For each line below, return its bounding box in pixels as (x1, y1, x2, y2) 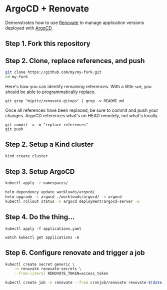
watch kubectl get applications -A (5, 235, 79, 240)
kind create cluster (5, 153, 48, 158)
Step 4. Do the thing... (5, 213, 75, 221)
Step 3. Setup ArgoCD (5, 167, 75, 176)
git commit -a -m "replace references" (5, 122, 88, 127)
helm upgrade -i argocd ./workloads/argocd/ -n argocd (5, 194, 122, 199)
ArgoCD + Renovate (5, 3, 89, 15)
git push (5, 126, 23, 132)
